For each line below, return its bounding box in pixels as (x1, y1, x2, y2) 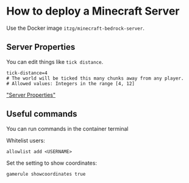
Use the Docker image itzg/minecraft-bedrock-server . (6, 24, 144, 32)
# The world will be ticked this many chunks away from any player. (6, 75, 184, 81)
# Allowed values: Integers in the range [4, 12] (6, 80, 135, 86)
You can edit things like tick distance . (6, 58, 104, 65)
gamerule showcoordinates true (6, 171, 86, 177)
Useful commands (6, 109, 77, 119)
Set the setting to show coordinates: (6, 159, 98, 167)
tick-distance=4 (6, 70, 48, 76)
